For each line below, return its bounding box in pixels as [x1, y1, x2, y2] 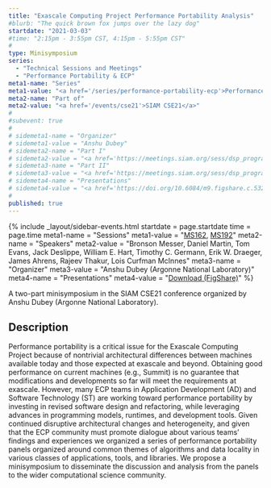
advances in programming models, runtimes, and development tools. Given [8, 411, 258, 420]
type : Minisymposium [8, 49, 78, 57]
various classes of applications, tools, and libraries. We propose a [8, 453, 227, 463]
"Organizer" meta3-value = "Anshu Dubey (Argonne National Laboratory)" [8, 264, 255, 274]
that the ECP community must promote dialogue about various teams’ [8, 428, 240, 437]
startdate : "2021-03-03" [8, 27, 92, 35]
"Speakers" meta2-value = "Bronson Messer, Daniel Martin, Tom [35, 239, 250, 248]
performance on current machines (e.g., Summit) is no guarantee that [8, 368, 240, 377]
